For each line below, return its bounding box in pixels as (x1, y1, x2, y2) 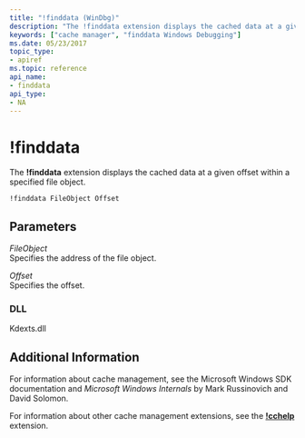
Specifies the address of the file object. (9, 253, 157, 264)
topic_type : (9, 47, 54, 56)
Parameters (9, 219, 77, 234)
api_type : (9, 89, 47, 98)
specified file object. (9, 176, 86, 187)
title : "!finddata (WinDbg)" (9, 13, 120, 23)
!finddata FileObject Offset (9, 194, 120, 204)
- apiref (9, 55, 43, 65)
